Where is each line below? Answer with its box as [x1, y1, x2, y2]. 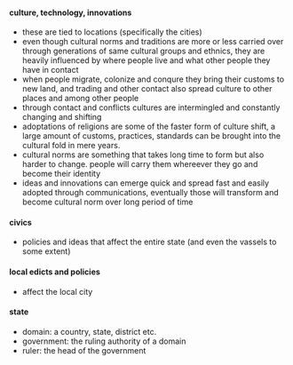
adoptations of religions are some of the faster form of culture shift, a [21, 121, 276, 132]
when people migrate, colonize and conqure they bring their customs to [21, 74, 285, 84]
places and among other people [21, 93, 139, 104]
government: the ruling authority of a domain [21, 336, 186, 346]
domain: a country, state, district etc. [21, 326, 157, 337]
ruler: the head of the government [21, 345, 146, 355]
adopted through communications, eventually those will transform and [21, 187, 280, 198]
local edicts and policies [9, 266, 100, 277]
